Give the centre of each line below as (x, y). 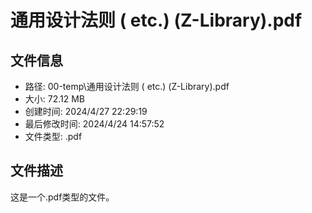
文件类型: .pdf (53, 136)
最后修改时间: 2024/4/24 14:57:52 (94, 124)
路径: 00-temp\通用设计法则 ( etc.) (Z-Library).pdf (127, 86)
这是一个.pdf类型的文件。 (62, 197)
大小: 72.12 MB (55, 99)
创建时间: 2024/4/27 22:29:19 (86, 111)
